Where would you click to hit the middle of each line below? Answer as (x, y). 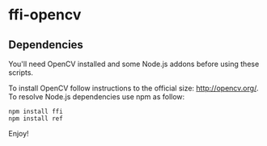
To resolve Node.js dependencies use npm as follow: (97, 97)
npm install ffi (36, 111)
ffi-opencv (45, 15)
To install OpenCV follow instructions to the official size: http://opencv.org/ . (133, 88)
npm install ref (36, 119)
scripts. (21, 73)
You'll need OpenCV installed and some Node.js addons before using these (134, 64)
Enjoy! (19, 133)
